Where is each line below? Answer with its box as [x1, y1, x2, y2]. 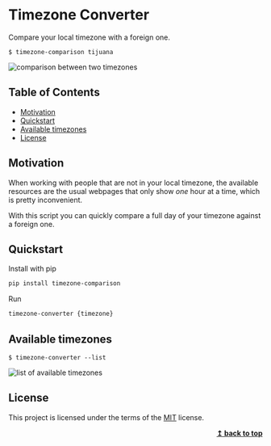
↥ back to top [216, 428, 263, 438]
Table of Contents [8, 86, 101, 99]
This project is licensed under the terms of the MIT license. [8, 412, 204, 422]
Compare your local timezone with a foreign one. [8, 32, 171, 42]
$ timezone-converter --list [8, 353, 106, 361]
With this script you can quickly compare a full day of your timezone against [8, 210, 261, 220]
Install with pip [8, 264, 56, 274]
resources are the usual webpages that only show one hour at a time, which [8, 186, 261, 196]
